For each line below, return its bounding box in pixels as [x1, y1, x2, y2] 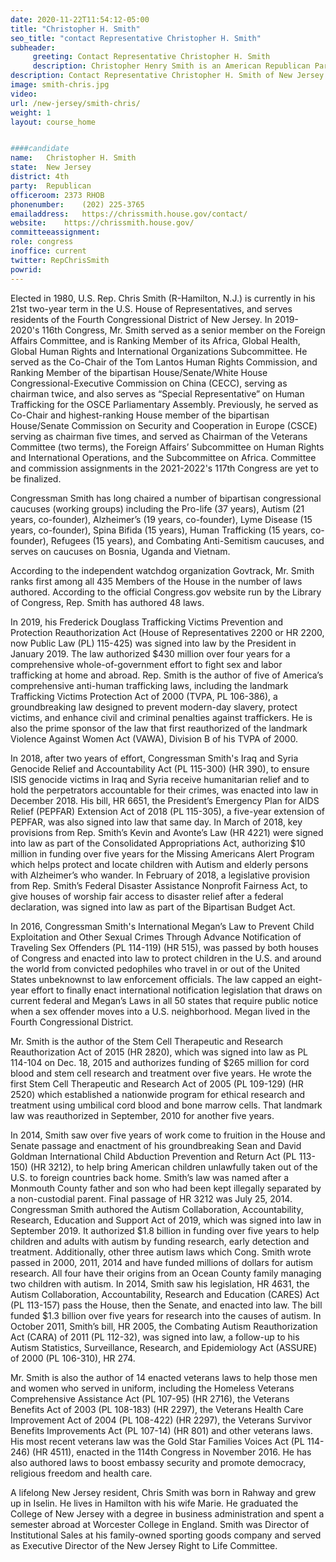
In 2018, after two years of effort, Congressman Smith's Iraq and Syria [10, 752, 299, 764]
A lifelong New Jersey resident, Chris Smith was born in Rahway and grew [10, 1486, 317, 1498]
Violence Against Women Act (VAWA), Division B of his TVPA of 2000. [10, 732, 298, 745]
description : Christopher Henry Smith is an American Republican [32, 61, 311, 71]
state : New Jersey [10, 162, 92, 173]
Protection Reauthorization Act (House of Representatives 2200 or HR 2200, [10, 626, 325, 638]
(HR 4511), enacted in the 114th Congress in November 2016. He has [32, 1446, 312, 1458]
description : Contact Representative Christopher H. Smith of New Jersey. [10, 71, 329, 81]
